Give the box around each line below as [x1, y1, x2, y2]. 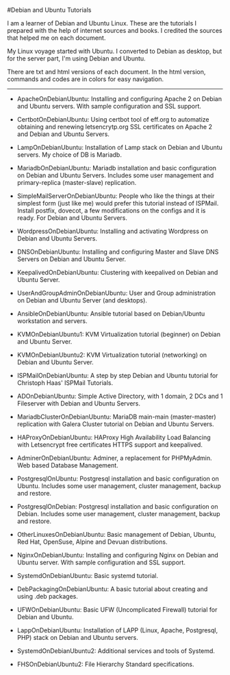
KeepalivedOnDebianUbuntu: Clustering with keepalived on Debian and [16, 268, 218, 276]
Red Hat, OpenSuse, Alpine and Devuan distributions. [16, 538, 168, 546]
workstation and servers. [16, 317, 88, 325]
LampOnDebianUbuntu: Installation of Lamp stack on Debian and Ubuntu [16, 144, 222, 151]
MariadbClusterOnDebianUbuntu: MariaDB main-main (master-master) [16, 412, 217, 421]
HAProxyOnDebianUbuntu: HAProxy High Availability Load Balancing [16, 433, 211, 441]
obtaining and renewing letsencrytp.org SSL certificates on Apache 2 [16, 123, 212, 131]
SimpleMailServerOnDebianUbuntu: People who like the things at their [16, 192, 215, 200]
